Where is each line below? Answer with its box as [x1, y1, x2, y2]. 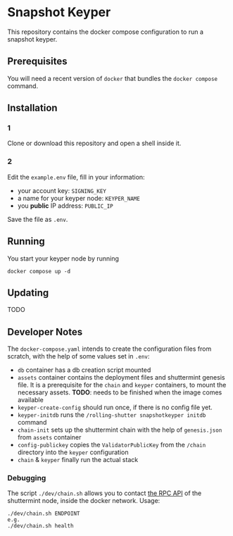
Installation [7, 102, 58, 114]
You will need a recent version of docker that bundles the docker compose [7, 74, 218, 82]
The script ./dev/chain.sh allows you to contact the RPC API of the [7, 489, 202, 497]
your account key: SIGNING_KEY [17, 186, 107, 194]
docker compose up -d [7, 268, 71, 275]
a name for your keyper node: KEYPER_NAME [17, 194, 141, 202]
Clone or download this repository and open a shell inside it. [7, 139, 182, 148]
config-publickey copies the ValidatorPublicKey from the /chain [17, 441, 206, 449]
